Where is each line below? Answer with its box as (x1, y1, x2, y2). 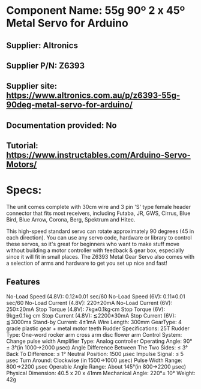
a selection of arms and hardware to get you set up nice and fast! (6, 259, 168, 267)
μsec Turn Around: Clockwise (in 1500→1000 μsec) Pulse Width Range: (6, 357, 183, 364)
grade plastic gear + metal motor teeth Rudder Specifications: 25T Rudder (6, 325, 190, 332)
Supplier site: (6, 81, 58, 91)
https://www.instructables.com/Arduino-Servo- (6, 150, 191, 160)
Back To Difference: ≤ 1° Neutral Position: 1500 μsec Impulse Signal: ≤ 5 (6, 350, 184, 357)
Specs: (6, 184, 42, 197)
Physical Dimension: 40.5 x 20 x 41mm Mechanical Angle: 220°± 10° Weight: (6, 369, 196, 376)
